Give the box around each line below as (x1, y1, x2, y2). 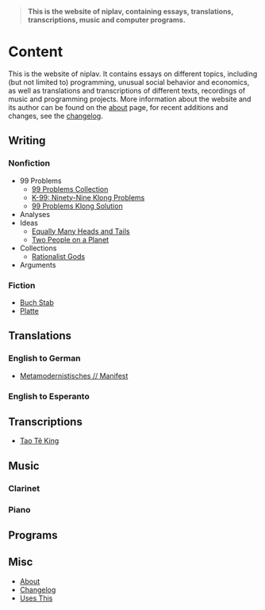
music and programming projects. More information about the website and (8, 94, 252, 104)
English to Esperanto (8, 391, 90, 402)
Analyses (19, 209, 50, 219)
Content (8, 43, 63, 61)
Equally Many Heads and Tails (31, 226, 130, 236)
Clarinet (8, 482, 40, 494)
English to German (8, 353, 81, 364)
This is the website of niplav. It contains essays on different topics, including (8, 69, 258, 78)
